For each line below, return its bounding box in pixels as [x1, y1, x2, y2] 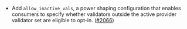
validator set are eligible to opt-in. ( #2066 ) [11, 17, 114, 23]
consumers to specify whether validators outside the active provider [11, 11, 177, 18]
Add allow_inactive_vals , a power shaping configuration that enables [11, 5, 181, 11]
